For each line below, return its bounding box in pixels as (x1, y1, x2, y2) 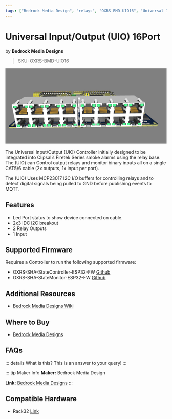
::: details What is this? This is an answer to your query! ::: (5, 360, 127, 366)
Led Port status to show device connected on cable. (12, 214, 123, 220)
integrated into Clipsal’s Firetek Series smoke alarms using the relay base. (5, 154, 161, 160)
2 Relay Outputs (12, 225, 47, 232)
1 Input (12, 231, 27, 237)
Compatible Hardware (5, 394, 77, 403)
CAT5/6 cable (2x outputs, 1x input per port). (5, 165, 100, 171)
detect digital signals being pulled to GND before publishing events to (5, 180, 152, 186)
